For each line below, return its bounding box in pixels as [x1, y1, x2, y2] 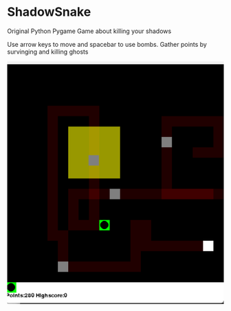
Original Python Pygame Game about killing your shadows [7, 27, 172, 35]
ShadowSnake [7, 4, 91, 20]
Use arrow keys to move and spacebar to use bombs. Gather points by [7, 40, 208, 48]
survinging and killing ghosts [7, 47, 89, 56]
